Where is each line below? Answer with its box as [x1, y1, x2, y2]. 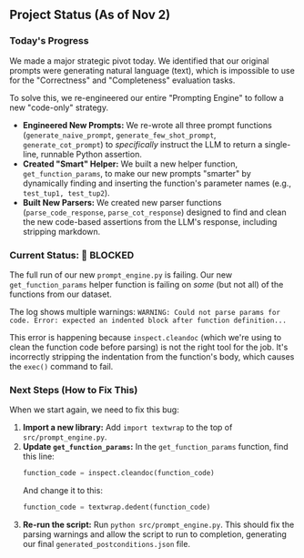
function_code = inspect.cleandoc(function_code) [22, 469, 216, 478]
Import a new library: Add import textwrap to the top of [22, 422, 233, 433]
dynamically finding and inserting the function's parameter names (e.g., [22, 178, 291, 188]
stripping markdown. [22, 226, 101, 237]
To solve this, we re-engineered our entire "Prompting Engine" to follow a [9, 92, 284, 103]
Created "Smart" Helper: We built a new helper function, [22, 158, 238, 169]
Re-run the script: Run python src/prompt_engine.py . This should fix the [22, 519, 295, 531]
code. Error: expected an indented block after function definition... [9, 316, 287, 325]
